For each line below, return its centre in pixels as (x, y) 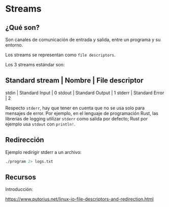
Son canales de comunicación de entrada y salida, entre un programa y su (83, 39)
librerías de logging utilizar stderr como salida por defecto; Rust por (77, 118)
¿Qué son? (23, 28)
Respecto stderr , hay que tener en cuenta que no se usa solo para (75, 108)
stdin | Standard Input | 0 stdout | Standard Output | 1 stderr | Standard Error (85, 93)
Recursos (21, 177)
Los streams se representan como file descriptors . (60, 55)
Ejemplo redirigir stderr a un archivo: (43, 152)
